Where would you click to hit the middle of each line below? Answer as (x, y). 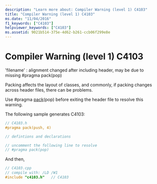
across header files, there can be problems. (49, 90)
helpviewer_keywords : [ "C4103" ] (38, 28)
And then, (15, 159)
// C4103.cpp (18, 168)
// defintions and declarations (38, 137)
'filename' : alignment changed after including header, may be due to (75, 70)
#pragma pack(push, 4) (28, 128)
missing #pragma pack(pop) (34, 75)
